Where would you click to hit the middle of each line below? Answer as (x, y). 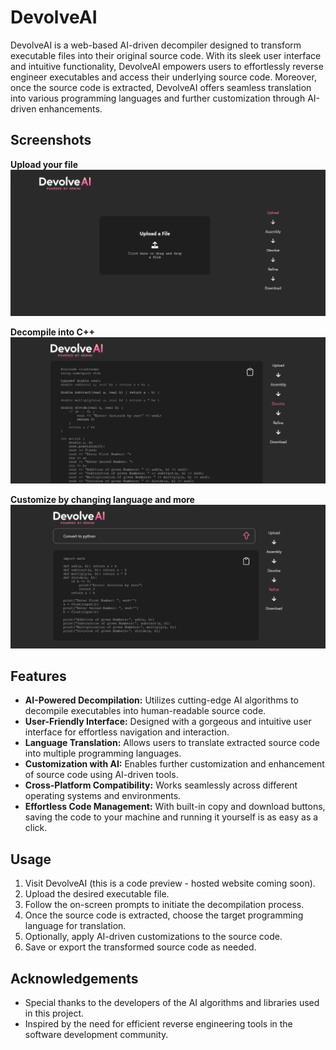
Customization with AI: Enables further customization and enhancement (174, 764)
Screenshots (51, 140)
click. (36, 828)
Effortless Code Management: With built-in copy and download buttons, (175, 807)
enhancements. (70, 108)
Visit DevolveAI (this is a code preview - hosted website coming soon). (170, 883)
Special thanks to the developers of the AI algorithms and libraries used (172, 1003)
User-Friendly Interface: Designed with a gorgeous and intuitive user (168, 722)
